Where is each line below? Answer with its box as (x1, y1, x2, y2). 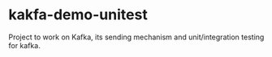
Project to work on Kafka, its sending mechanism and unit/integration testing (8, 32, 265, 42)
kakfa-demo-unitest (8, 6, 148, 24)
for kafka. (8, 40, 41, 50)
